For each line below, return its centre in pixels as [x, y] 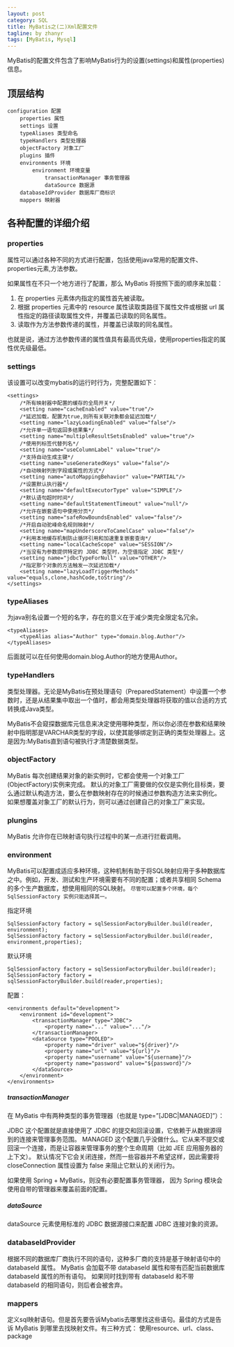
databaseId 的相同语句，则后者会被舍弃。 [67, 1285]
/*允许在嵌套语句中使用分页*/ [57, 511]
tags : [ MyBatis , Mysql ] [42, 40]
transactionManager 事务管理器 [87, 178]
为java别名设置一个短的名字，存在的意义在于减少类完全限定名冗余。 [104, 617]
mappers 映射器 [40, 200]
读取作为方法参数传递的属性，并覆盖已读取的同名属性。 [96, 324]
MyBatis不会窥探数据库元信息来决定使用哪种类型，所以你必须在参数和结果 [114, 723]
